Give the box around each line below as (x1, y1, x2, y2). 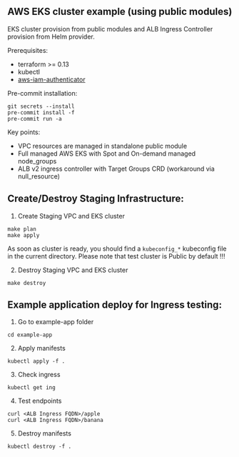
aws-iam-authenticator (17, 75, 86, 84)
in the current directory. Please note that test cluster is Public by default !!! (7, 251, 226, 260)
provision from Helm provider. (7, 32, 95, 41)
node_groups (17, 156, 57, 165)
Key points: (7, 128, 41, 136)
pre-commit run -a (7, 115, 62, 122)
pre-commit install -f (7, 109, 75, 116)
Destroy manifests (17, 429, 71, 438)
